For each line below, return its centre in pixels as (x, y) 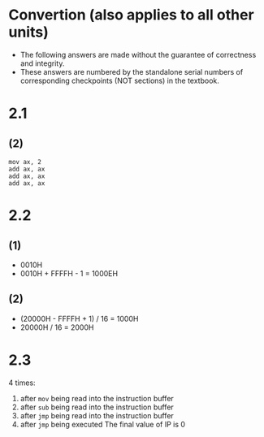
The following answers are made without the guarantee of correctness (138, 54)
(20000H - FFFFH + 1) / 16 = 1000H (79, 318)
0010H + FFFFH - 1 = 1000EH (69, 273)
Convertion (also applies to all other (131, 15)
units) (28, 32)
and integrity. (42, 63)
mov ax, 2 (25, 162)
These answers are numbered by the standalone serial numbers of (132, 71)
